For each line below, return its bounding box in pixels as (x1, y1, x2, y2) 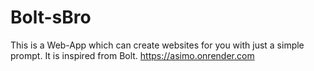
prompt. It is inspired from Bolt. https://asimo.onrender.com (10, 49, 255, 61)
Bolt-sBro (10, 6, 92, 29)
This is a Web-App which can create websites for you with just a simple (10, 39, 305, 51)
